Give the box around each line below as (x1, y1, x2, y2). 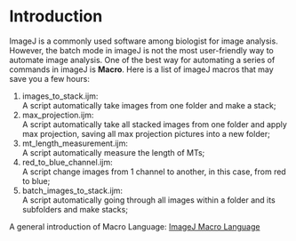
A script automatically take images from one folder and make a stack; (21, 100, 276, 110)
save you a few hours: (9, 73, 91, 84)
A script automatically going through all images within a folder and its (21, 194, 276, 205)
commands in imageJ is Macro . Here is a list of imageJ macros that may (9, 64, 274, 75)
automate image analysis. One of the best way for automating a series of (9, 54, 276, 65)
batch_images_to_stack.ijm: (21, 185, 123, 196)
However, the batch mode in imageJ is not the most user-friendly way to (9, 44, 274, 55)
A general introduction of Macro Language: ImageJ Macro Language (9, 221, 260, 232)
